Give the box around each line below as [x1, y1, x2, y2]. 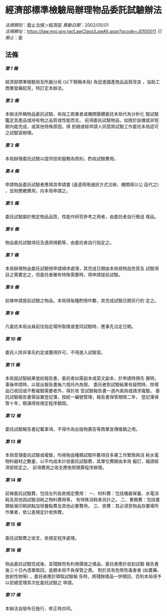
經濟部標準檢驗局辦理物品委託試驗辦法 [5, 4, 163, 16]
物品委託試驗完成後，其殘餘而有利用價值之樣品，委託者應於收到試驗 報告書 [5, 561, 159, 567]
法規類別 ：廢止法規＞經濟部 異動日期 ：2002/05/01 [5, 22, 109, 28]
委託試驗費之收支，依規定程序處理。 [5, 535, 80, 541]
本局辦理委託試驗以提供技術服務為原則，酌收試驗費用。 [5, 156, 118, 162]
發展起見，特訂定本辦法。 [13, 85, 66, 91]
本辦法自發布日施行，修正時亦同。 [5, 605, 75, 612]
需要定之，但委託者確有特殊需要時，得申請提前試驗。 [13, 272, 123, 278]
